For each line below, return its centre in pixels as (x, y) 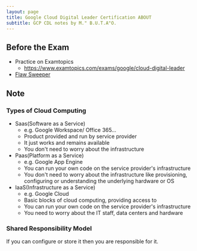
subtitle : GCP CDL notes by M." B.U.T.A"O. (62, 23)
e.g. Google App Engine (53, 162)
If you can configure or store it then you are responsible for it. (82, 241)
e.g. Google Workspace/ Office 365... (70, 130)
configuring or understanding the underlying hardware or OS (99, 181)
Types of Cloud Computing (46, 110)
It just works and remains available (67, 142)
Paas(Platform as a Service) (49, 155)
